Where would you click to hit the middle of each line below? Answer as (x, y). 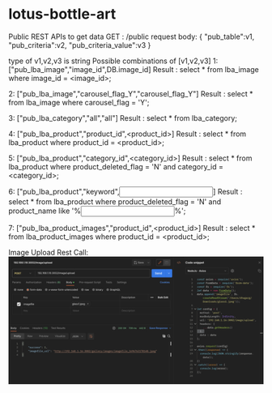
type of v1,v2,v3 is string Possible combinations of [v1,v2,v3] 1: (113, 61)
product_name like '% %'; (97, 211)
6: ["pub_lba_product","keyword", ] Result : (125, 191)
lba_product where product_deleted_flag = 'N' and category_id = (116, 166)
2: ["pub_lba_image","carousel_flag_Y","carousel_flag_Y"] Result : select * (131, 93)
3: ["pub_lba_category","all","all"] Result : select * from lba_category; (123, 117)
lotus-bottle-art (62, 14)
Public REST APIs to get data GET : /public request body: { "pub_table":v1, (132, 36)
